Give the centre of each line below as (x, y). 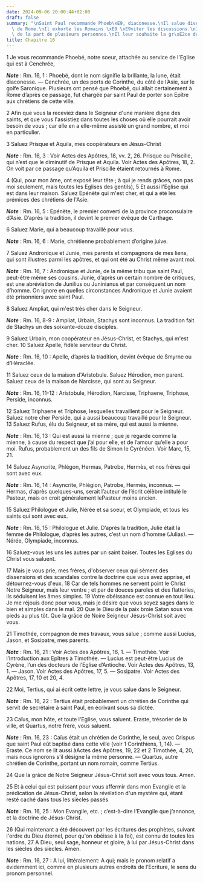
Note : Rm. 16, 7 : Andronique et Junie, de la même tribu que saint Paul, (95, 271)
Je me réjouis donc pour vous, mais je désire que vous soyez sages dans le (100, 603)
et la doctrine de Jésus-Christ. (44, 818)
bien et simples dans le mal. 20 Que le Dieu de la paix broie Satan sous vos (100, 609)
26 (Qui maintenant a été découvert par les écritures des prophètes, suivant (101, 829)
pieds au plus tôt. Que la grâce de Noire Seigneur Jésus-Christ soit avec (96, 616)
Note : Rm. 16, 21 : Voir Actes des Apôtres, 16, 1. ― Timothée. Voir (88, 652)
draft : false (23, 18)
